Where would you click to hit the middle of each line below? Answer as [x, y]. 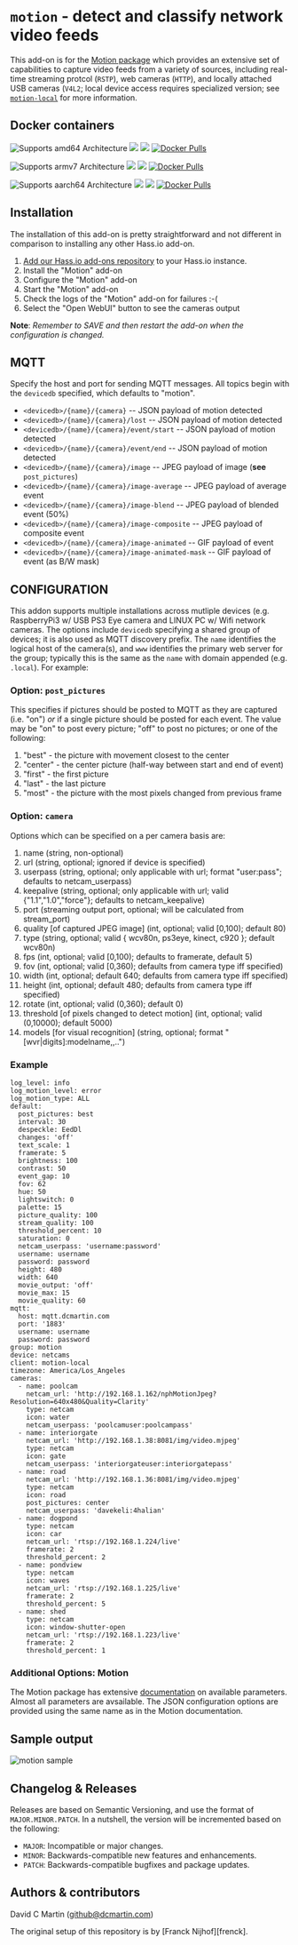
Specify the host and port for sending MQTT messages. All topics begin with [150, 384]
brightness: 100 [48, 1161]
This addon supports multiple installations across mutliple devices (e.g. [140, 611]
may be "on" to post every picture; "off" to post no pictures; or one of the [144, 729]
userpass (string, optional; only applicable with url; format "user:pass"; [152, 872]
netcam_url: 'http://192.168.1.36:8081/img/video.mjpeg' [133, 1480]
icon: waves [48, 1581]
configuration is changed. [57, 334]
